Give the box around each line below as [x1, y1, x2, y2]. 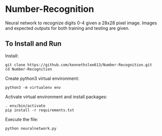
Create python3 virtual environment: [5, 75, 80, 81]
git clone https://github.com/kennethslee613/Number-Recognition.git [5, 62, 153, 68]
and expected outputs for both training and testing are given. [5, 25, 130, 31]
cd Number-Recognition [5, 67, 52, 71]
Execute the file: [5, 116, 38, 122]
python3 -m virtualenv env [5, 85, 61, 90]
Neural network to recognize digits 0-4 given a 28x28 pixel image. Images [5, 20, 158, 26]
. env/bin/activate [5, 103, 46, 108]
